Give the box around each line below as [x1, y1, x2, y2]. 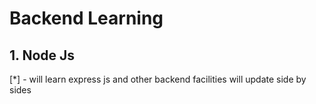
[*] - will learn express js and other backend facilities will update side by [9, 73, 307, 85]
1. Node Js [9, 47, 76, 64]
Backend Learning [9, 7, 164, 30]
